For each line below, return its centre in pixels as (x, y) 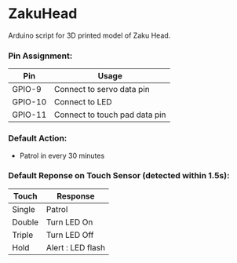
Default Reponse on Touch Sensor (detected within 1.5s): (119, 176)
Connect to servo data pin (102, 89)
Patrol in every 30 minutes (62, 155)
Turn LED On (69, 222)
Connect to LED (83, 102)
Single (24, 209)
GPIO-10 (29, 102)
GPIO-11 (29, 115)
